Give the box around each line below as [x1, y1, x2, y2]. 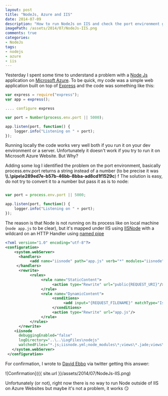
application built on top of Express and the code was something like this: [5, 83, 155, 89]
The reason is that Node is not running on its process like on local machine [5, 220, 159, 226]
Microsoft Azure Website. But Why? [5, 153, 78, 159]
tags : [5, 44, 16, 49]
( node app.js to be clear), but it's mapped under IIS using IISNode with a [5, 225, 154, 231]
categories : [5, 35, 30, 40]
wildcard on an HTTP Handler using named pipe [5, 230, 104, 236]
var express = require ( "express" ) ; [5, 92, 79, 97]
